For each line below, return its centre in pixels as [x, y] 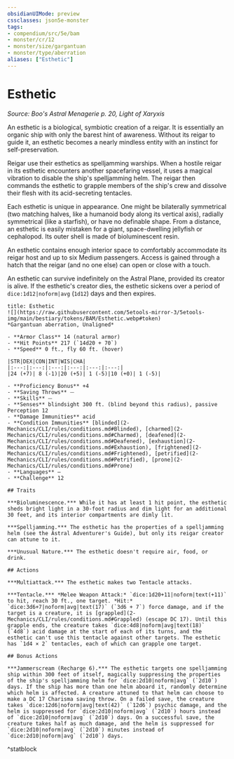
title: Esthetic [31, 306]
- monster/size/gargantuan [47, 46]
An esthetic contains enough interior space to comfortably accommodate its [117, 250]
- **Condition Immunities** [48, 423]
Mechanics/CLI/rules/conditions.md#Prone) [70, 466]
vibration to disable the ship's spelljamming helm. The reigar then [102, 178]
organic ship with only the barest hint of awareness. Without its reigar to [111, 135]
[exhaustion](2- [172, 441]
